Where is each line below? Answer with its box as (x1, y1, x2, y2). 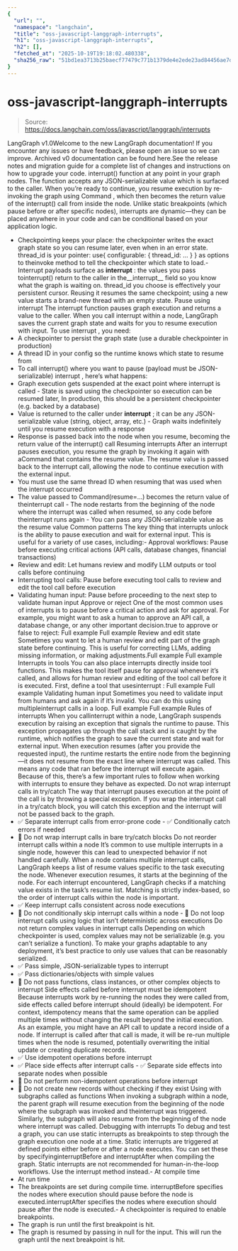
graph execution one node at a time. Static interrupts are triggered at (17, 1137, 219, 1145)
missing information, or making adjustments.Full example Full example (17, 651, 222, 660)
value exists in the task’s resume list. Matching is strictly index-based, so (17, 886, 230, 894)
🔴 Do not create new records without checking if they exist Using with (17, 1084, 222, 1092)
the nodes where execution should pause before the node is (17, 1190, 193, 1198)
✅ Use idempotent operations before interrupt (17, 1053, 152, 1061)
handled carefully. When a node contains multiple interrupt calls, (17, 855, 207, 864)
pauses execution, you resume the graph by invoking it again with (17, 447, 210, 456)
